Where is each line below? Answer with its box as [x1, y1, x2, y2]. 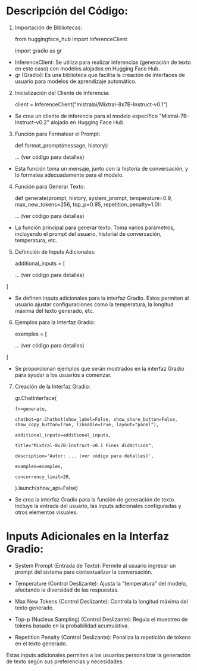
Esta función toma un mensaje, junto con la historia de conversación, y [14, 165, 189, 172]
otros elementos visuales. [14, 509, 78, 516]
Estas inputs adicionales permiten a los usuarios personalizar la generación [6, 651, 191, 658]
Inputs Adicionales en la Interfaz [6, 530, 170, 543]
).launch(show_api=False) [14, 484, 79, 491]
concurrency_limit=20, [14, 473, 71, 480]
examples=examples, [14, 463, 64, 469]
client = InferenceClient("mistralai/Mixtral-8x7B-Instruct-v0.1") [14, 100, 168, 108]
